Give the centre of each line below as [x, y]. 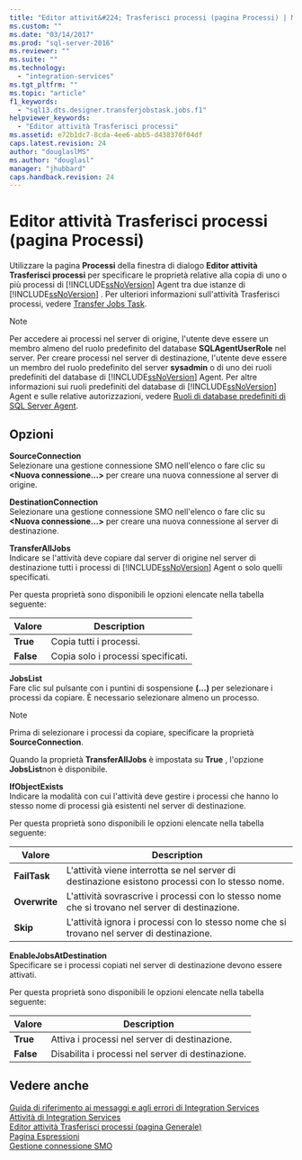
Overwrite [36, 902]
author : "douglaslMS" [50, 151]
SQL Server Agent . [44, 406]
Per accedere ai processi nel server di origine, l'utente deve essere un [139, 339]
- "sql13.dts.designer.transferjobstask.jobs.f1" [112, 110]
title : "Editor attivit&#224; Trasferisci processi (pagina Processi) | [148, 18]
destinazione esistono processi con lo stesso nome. [175, 881]
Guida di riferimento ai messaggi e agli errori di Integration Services [134, 1107]
